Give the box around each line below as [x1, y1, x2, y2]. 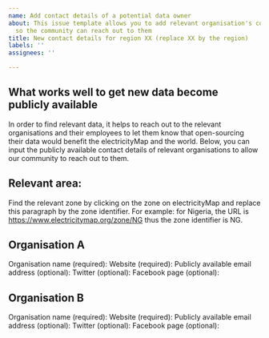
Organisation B [8, 291, 84, 304]
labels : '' [8, 42, 45, 50]
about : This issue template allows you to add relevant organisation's [8, 19, 252, 27]
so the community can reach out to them [15, 26, 152, 34]
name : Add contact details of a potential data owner [8, 11, 192, 20]
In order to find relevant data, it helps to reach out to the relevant [8, 119, 222, 129]
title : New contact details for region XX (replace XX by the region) [8, 34, 249, 42]
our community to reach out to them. [8, 153, 130, 163]
